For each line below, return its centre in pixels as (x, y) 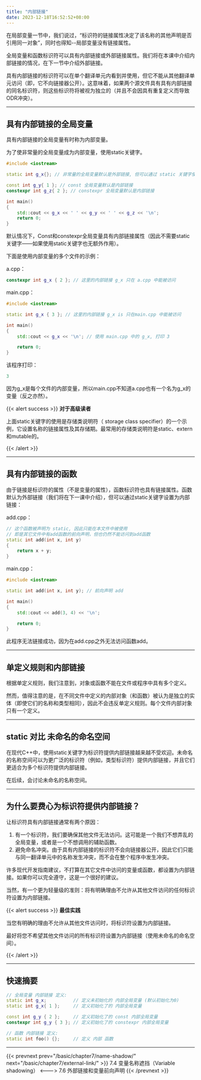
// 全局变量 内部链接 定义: (36, 995)
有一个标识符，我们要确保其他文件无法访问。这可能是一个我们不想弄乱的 (104, 834)
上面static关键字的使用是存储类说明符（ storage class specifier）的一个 (94, 422)
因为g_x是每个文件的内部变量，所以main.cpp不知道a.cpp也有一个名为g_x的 (99, 389)
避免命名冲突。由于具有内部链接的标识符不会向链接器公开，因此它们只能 (104, 849)
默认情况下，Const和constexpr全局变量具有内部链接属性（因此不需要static (98, 236)
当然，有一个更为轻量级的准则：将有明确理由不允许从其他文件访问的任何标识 (100, 890)
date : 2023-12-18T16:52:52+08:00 (48, 17)
